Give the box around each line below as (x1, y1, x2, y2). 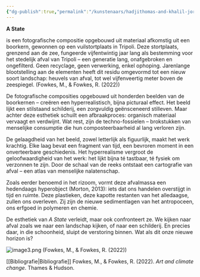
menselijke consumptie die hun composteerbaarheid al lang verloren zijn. (6, 124, 186, 131)
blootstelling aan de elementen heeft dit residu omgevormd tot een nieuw (6, 68, 186, 75)
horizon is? (6, 235, 33, 242)
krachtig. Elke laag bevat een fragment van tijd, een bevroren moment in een (6, 142, 194, 149)
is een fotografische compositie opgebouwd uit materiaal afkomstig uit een (6, 36, 190, 43)
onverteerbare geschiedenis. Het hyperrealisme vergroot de (6, 148, 154, 155)
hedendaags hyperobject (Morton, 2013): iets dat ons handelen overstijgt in (6, 185, 191, 192)
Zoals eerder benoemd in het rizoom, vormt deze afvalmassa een (6, 179, 167, 186)
